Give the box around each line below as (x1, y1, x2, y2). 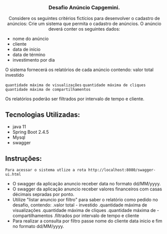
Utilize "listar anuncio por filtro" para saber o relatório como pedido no (12, 196, 158, 202)
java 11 (12, 124, 26, 130)
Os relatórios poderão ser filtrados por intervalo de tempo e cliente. (5, 96, 144, 102)
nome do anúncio (12, 36, 49, 42)
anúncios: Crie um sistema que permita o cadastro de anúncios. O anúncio (7, 21, 161, 27)
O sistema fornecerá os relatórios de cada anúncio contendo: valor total (5, 67, 154, 73)
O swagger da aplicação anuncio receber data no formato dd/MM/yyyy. (12, 180, 161, 186)
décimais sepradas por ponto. (12, 191, 75, 197)
